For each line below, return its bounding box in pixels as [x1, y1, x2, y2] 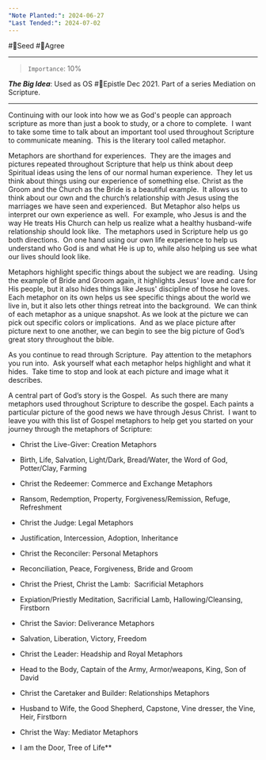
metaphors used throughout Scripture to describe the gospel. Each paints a [8, 399, 255, 408]
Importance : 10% [27, 63, 82, 73]
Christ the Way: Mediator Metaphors [19, 727, 139, 737]
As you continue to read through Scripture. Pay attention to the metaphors [8, 349, 252, 359]
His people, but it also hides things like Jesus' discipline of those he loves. [8, 284, 251, 293]
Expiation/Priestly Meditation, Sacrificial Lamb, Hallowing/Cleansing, [19, 594, 243, 604]
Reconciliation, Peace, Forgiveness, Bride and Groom [19, 563, 194, 573]
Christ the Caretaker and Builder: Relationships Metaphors [19, 688, 210, 697]
